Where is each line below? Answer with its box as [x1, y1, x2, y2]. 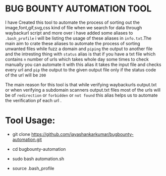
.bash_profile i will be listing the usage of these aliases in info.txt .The [5, 35, 152, 41]
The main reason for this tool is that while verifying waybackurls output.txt [5, 81, 157, 87]
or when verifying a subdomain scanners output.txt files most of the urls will [5, 87, 161, 93]
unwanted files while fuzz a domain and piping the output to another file [5, 46, 153, 52]
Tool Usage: [5, 115, 55, 126]
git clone [12, 131, 31, 137]
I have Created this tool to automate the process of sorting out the [5, 19, 140, 25]
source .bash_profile [12, 165, 55, 171]
